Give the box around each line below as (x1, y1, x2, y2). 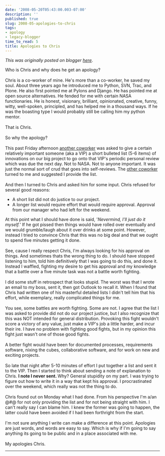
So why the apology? (5, 135, 48, 141)
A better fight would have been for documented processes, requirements (5, 342, 153, 347)
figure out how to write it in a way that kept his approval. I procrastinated (5, 378, 152, 384)
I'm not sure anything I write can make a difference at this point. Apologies (5, 420, 156, 426)
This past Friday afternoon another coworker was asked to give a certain (5, 145, 152, 151)
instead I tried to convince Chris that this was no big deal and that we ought (5, 232, 158, 238)
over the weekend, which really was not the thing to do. (5, 383, 117, 389)
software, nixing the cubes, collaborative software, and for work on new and (5, 347, 160, 353)
